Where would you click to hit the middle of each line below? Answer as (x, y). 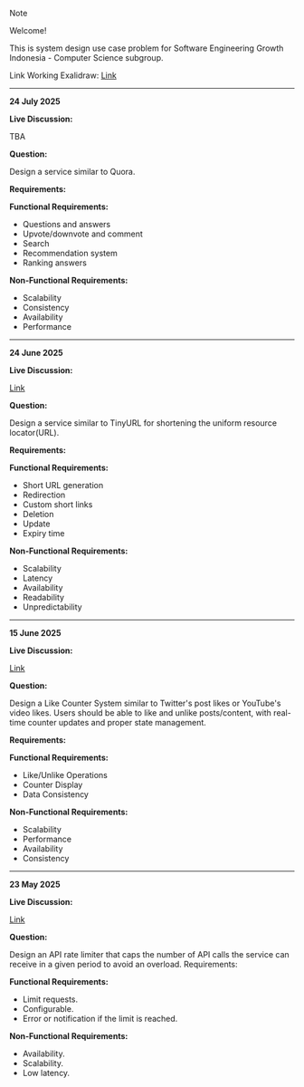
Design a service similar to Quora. (72, 172)
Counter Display (52, 784)
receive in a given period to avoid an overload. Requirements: (123, 964)
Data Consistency (55, 794)
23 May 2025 (35, 884)
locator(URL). (34, 433)
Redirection (44, 495)
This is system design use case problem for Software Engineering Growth (147, 48)
